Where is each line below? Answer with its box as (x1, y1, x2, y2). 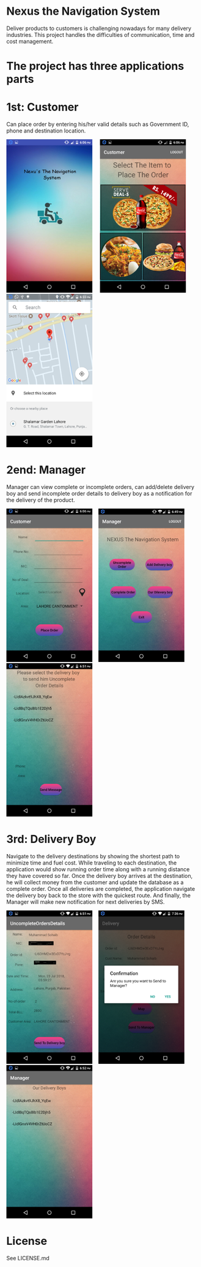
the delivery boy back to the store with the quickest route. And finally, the (6, 892, 191, 899)
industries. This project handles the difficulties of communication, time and (6, 31, 195, 38)
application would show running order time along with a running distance (6, 865, 190, 872)
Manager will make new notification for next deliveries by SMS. (6, 898, 165, 906)
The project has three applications (6, 60, 185, 73)
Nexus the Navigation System (6, 4, 161, 18)
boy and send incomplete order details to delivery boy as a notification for (6, 490, 192, 497)
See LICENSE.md (6, 1254, 50, 1261)
